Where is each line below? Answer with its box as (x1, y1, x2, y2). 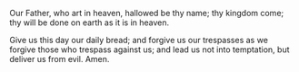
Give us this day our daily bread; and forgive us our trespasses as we (9, 35, 268, 45)
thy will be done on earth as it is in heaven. (9, 17, 170, 28)
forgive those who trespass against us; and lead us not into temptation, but (9, 44, 290, 55)
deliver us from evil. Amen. (9, 54, 110, 64)
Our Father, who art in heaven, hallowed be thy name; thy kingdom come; (9, 8, 284, 18)
